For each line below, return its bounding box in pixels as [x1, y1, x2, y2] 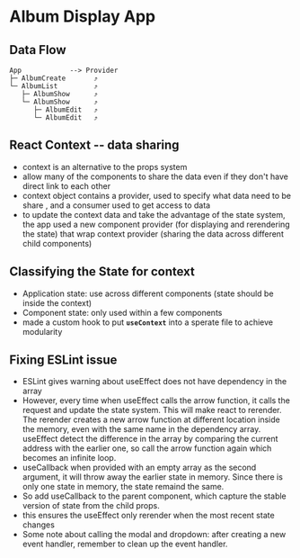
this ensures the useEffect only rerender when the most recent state [22, 510, 276, 521]
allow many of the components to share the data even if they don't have [22, 171, 289, 182]
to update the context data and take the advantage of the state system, [22, 209, 286, 220]
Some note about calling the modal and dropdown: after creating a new [22, 529, 287, 540]
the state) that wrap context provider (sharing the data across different [22, 228, 285, 239]
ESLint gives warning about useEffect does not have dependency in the [22, 376, 287, 387]
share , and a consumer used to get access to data [22, 200, 211, 211]
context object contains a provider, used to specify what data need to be [22, 190, 292, 201]
